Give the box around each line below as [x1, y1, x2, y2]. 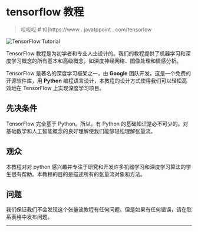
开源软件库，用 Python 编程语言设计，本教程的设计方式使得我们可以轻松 [6, 77, 182, 84]
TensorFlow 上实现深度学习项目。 [22, 84, 105, 91]
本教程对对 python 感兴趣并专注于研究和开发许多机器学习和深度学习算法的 [6, 163, 186, 170]
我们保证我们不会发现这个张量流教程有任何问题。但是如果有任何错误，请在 [6, 206, 187, 213]
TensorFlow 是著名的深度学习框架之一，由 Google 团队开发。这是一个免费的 [6, 69, 192, 77]
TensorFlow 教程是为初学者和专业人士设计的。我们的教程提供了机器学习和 [6, 49, 186, 57]
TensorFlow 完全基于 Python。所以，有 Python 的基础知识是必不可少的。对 [6, 120, 189, 127]
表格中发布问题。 [11, 213, 53, 221]
